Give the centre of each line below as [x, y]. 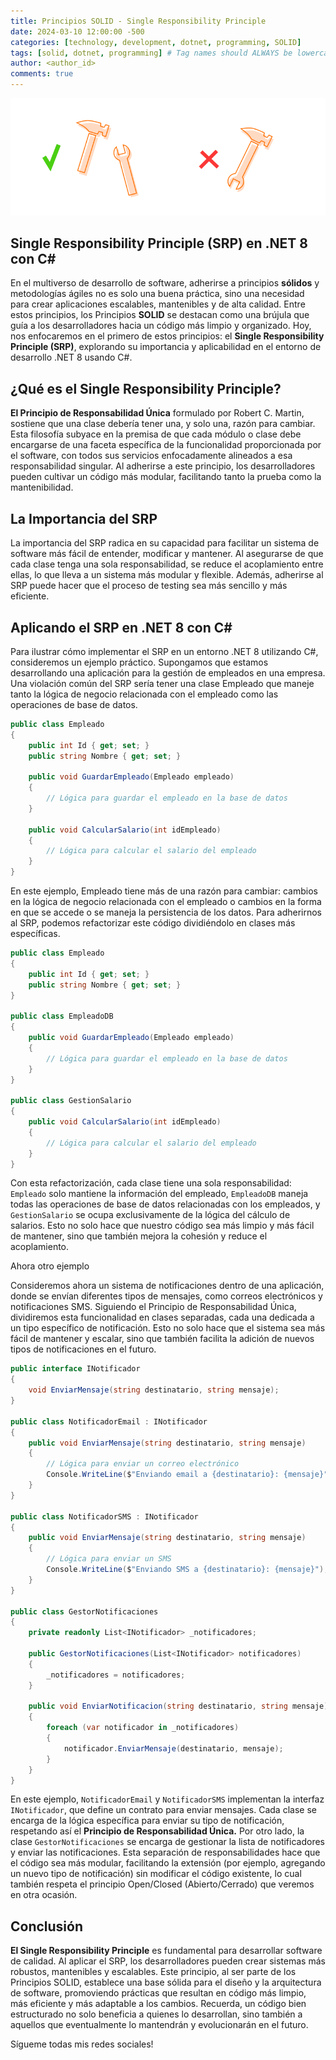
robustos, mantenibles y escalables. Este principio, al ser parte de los [153, 1972]
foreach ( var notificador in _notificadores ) [143, 1728]
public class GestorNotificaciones [84, 1611]
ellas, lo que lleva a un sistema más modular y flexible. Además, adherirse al [167, 575]
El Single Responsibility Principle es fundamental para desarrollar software [166, 1951]
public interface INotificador [75, 1369]
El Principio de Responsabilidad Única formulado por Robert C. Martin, [157, 413]
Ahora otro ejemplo [50, 1266]
